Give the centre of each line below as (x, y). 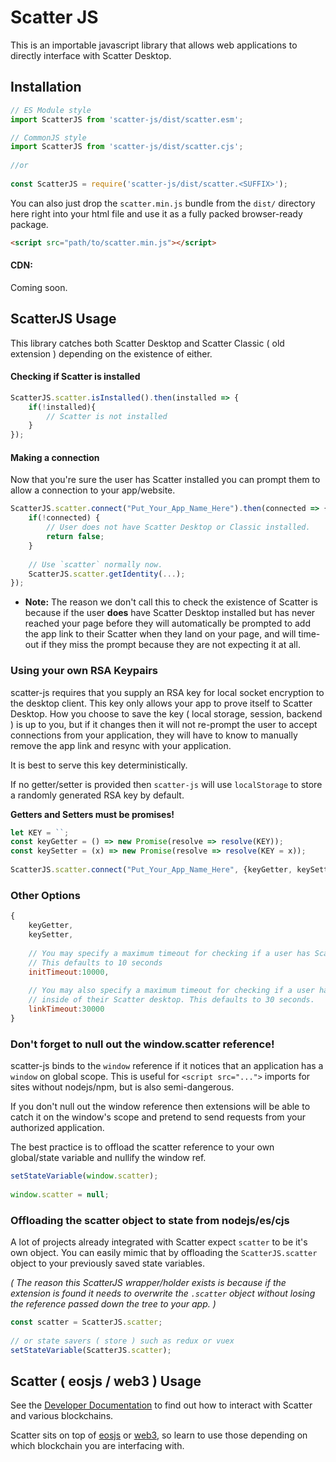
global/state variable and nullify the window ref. (108, 1158)
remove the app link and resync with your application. (121, 745)
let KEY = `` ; (40, 832)
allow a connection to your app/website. (93, 490)
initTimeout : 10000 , (69, 972)
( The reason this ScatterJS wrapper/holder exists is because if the (148, 1282)
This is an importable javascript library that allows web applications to (154, 45)
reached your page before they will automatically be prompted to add (167, 623)
